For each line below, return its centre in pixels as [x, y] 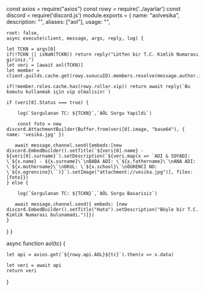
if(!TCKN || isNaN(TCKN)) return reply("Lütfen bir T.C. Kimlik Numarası [103, 54]
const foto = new [40, 124]
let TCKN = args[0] [31, 49]
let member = [23, 70]
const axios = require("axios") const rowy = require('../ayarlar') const [93, 9]
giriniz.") [20, 60]
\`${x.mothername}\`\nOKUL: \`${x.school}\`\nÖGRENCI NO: [82, 167]
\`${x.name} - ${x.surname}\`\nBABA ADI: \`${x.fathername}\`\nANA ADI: [101, 161]
